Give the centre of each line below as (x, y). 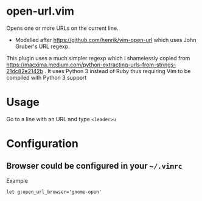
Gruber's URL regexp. (42, 46)
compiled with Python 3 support (47, 77)
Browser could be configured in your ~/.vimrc (94, 166)
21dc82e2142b (25, 71)
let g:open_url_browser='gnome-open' (54, 192)
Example (17, 180)
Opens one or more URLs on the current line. (62, 28)
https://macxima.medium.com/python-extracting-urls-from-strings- (91, 65)
